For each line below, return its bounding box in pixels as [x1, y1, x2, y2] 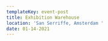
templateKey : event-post [6, 8, 69, 15]
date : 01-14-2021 [6, 25, 50, 32]
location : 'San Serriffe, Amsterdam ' [6, 20, 104, 26]
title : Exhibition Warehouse [6, 14, 80, 20]
